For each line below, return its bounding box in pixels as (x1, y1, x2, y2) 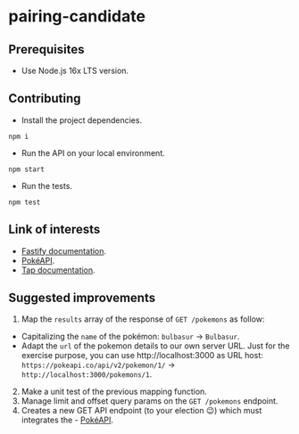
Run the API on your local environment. (21, 147, 166, 158)
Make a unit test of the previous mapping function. (21, 386, 207, 397)
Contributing (8, 91, 81, 106)
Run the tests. (21, 180, 73, 191)
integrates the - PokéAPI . (21, 414, 113, 425)
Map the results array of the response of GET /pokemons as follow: (21, 314, 265, 324)
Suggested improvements (8, 291, 156, 306)
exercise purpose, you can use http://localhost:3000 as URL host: (21, 350, 264, 361)
